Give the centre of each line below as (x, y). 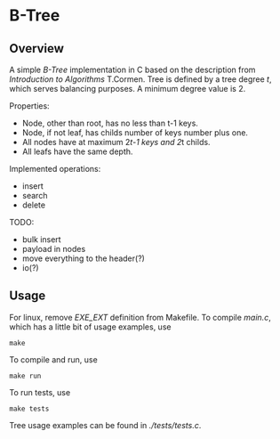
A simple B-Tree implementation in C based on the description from (132, 69)
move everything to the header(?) (83, 258)
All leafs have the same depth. (77, 151)
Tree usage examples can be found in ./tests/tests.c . (105, 425)
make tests (29, 409)
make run (25, 376)
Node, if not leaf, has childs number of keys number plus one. (135, 133)
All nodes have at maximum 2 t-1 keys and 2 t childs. (116, 142)
